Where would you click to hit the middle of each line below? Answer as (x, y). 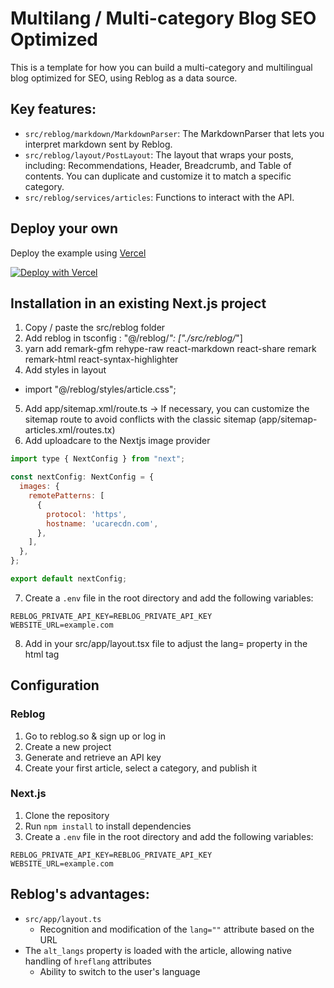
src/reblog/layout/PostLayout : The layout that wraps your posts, (159, 154)
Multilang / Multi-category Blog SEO (163, 18)
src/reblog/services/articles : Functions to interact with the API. (159, 197)
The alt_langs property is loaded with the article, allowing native (158, 950)
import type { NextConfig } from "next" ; (98, 459)
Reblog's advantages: (80, 894)
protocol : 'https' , (87, 514)
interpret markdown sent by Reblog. (98, 144)
